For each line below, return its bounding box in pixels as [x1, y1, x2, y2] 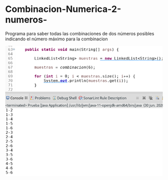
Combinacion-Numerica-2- [5, 3, 121, 15]
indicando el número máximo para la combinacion [5, 36, 108, 42]
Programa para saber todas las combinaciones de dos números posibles [5, 30, 154, 36]
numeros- [5, 14, 47, 25]
